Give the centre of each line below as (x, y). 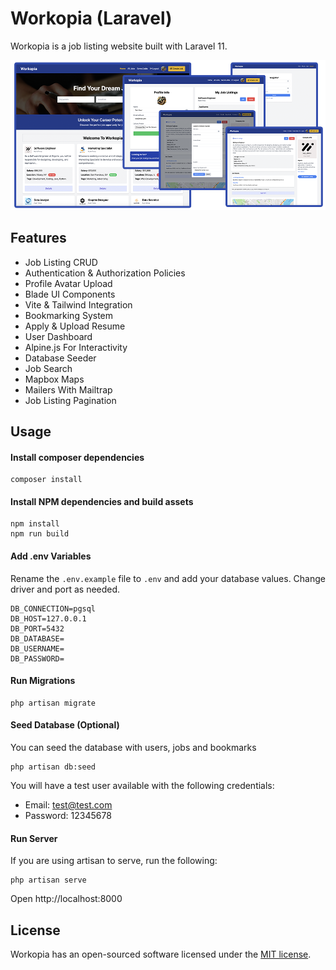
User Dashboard (58, 336)
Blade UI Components (70, 294)
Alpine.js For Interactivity (76, 347)
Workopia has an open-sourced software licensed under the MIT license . (161, 954)
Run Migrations (43, 681)
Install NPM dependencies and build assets (102, 501)
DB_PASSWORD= (37, 658)
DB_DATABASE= (37, 638)
